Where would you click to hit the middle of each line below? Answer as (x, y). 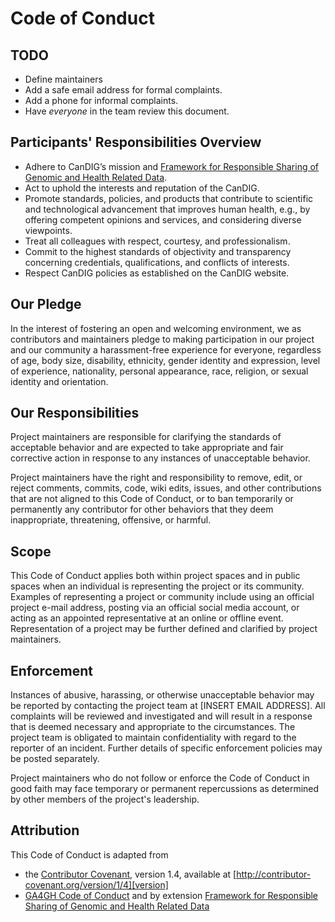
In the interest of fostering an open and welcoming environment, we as (156, 328)
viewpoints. (48, 230)
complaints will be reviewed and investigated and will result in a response (161, 716)
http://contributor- (274, 874)
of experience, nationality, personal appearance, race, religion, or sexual (159, 371)
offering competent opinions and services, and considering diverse (163, 219)
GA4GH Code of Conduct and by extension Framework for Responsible (171, 895)
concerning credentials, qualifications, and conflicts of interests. (157, 262)
